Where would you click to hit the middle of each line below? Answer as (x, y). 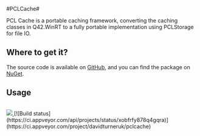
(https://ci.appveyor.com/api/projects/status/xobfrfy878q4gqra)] (88, 120)
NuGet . (15, 73)
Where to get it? (37, 53)
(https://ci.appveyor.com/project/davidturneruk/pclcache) (79, 126)
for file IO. (19, 33)
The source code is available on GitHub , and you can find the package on (98, 67)
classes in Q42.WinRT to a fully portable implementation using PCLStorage (100, 27)
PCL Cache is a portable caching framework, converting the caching (92, 20)
